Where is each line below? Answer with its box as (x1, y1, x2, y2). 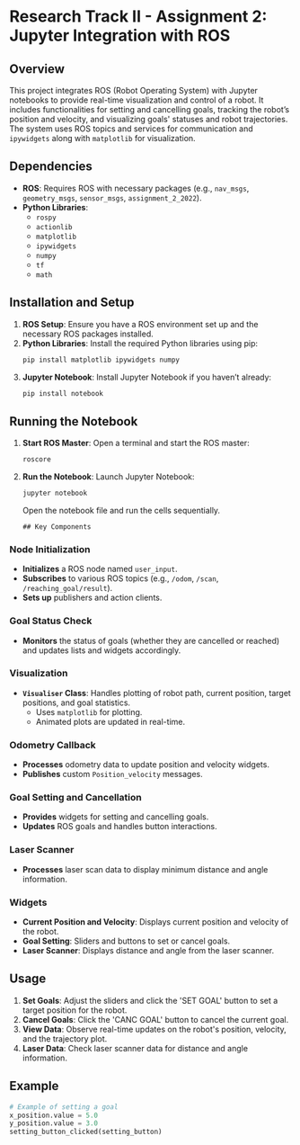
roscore (22, 455, 51, 464)
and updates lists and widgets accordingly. (22, 645, 181, 656)
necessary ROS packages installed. (22, 328, 154, 339)
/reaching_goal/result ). (22, 583, 113, 594)
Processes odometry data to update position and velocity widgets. (22, 759, 269, 770)
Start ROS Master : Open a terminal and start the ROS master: (22, 438, 250, 449)
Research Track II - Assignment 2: (9, 6, 268, 27)
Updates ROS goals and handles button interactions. (22, 821, 217, 832)
